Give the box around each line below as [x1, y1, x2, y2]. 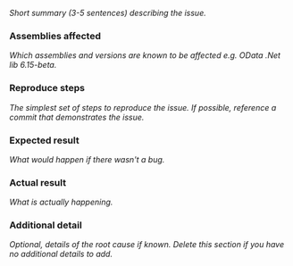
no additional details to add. [9, 249, 113, 260]
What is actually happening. [9, 196, 113, 208]
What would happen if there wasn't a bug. [9, 154, 165, 164]
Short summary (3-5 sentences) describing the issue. [9, 8, 207, 18]
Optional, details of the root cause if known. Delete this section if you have [9, 239, 284, 250]
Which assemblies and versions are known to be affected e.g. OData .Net [9, 50, 281, 61]
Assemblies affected [9, 29, 101, 42]
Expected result [9, 134, 80, 146]
